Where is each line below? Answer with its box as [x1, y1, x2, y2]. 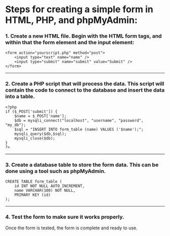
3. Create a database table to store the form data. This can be [5, 161, 159, 168]
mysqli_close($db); [14, 136, 56, 141]
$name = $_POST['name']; [14, 113, 67, 119]
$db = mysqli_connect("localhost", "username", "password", [14, 118, 144, 123]
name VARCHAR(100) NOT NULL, [14, 188, 76, 193]
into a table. [5, 93, 35, 100]
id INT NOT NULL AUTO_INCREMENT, [14, 184, 85, 189]
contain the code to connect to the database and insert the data [5, 86, 165, 94]
